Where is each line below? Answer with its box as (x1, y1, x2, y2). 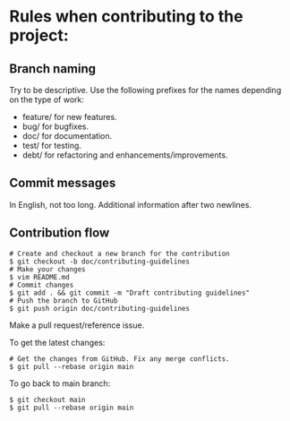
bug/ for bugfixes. (21, 121, 90, 132)
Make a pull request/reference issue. (9, 320, 145, 331)
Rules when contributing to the (9, 6, 243, 27)
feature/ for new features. (21, 112, 118, 122)
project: (9, 25, 69, 46)
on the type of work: (9, 94, 85, 105)
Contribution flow (9, 226, 110, 241)
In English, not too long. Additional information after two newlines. (9, 199, 252, 210)
